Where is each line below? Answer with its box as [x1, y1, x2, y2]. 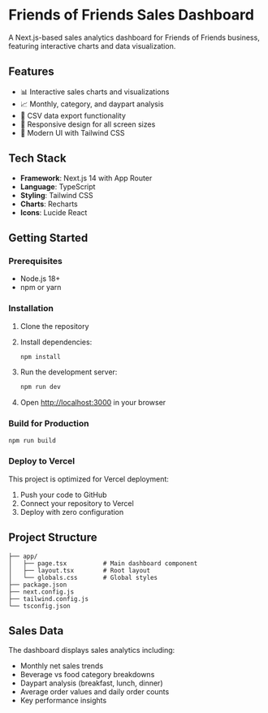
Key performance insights [19, 696, 107, 706]
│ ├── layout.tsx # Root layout [8, 566, 151, 574]
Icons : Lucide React [19, 207, 88, 217]
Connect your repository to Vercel [19, 498, 134, 508]
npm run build [8, 436, 57, 444]
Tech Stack [8, 152, 67, 166]
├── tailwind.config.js [8, 594, 89, 603]
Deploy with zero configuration [19, 507, 124, 516]
